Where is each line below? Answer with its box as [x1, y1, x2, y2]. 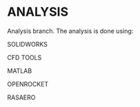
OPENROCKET [7, 80, 49, 88]
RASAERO [7, 93, 36, 102]
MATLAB [7, 67, 32, 75]
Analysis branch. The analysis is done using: [7, 27, 134, 35]
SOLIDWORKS [7, 40, 48, 48]
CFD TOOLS [7, 53, 42, 62]
